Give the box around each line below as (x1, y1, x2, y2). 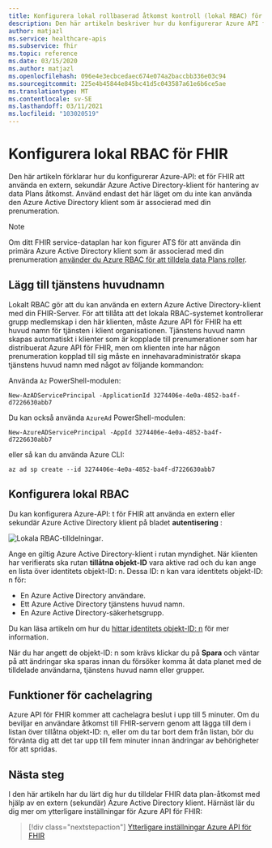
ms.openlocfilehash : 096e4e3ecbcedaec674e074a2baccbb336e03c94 (8, 72, 227, 80)
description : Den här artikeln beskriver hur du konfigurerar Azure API (8, 19, 259, 28)
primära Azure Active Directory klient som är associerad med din (8, 246, 224, 255)
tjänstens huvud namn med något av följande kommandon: (8, 360, 205, 370)
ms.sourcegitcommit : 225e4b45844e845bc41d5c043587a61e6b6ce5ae (8, 79, 227, 88)
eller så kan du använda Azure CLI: (8, 449, 125, 459)
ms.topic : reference (8, 49, 79, 58)
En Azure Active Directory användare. (19, 590, 146, 600)
